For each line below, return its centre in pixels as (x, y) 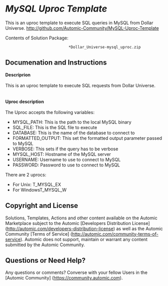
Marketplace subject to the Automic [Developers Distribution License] (78, 223)
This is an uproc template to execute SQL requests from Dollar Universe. (80, 85)
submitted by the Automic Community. (45, 245)
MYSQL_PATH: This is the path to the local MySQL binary (72, 122)
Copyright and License (42, 206)
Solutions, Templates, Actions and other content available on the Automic (81, 218)
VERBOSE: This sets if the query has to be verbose (65, 149)
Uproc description (25, 101)
